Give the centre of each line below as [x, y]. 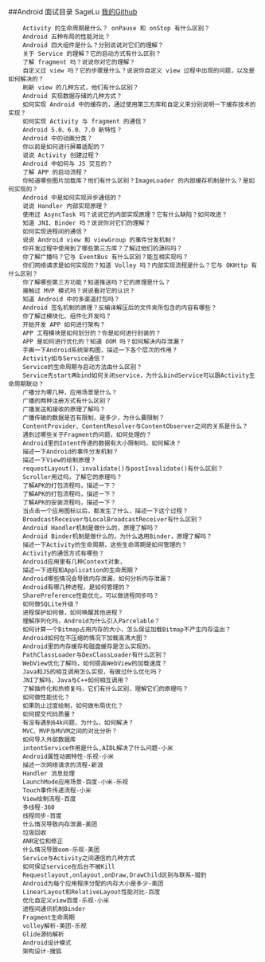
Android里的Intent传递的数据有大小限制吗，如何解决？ [102, 443]
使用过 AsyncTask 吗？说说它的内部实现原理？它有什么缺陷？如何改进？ [125, 214]
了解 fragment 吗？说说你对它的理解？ [79, 62]
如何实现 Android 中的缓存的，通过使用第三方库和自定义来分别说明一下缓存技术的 [139, 104]
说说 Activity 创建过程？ [61, 155]
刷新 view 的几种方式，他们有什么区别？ [81, 88]
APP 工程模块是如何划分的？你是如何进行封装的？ [92, 333]
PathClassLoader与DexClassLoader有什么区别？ [95, 655]
